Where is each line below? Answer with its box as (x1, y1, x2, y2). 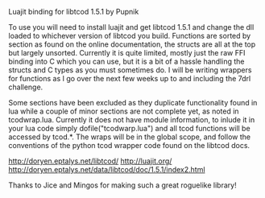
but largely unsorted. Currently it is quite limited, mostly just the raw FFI (8, 48, 246, 57)
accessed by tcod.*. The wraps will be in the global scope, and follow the (8, 132, 251, 142)
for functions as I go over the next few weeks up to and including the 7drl (8, 74, 251, 83)
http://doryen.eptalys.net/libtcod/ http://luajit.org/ (8, 156, 172, 166)
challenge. (8, 82, 43, 92)
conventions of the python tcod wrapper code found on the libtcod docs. (8, 141, 251, 150)
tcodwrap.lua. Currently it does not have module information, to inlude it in (8, 115, 255, 124)
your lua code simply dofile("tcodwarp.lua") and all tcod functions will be (8, 124, 251, 133)
